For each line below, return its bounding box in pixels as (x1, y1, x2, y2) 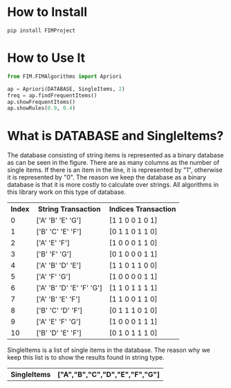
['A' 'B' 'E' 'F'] (36, 294, 81, 304)
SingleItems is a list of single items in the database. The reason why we (7, 346, 211, 354)
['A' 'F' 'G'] (36, 272, 71, 281)
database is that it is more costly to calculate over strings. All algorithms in (7, 181, 219, 189)
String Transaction (37, 204, 101, 214)
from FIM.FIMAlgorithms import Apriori (7, 73, 122, 80)
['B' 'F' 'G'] (36, 249, 72, 259)
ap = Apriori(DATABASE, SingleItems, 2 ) (7, 85, 126, 92)
